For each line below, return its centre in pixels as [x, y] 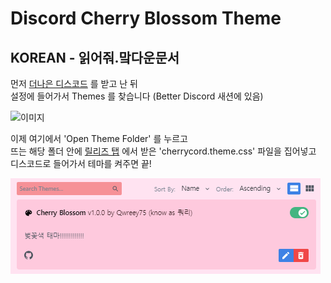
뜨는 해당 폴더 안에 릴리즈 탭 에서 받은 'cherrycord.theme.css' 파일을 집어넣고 [163, 151]
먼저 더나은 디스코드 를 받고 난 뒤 [74, 83]
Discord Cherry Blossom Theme [146, 18]
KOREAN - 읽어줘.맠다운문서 [95, 57]
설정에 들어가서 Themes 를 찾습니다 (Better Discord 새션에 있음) [137, 96]
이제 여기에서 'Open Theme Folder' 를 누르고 [99, 138]
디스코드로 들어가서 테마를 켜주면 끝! [81, 163]
